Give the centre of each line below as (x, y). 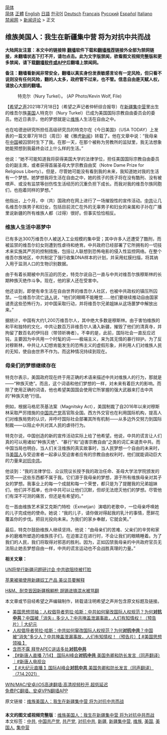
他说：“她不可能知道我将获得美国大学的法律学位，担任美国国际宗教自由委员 (83, 159)
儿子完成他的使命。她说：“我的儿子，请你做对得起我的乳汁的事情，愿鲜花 (84, 513)
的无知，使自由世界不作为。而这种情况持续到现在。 (57, 351)
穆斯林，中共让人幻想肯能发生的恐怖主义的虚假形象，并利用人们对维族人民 (85, 345)
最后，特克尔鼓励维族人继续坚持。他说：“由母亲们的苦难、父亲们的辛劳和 (80, 530)
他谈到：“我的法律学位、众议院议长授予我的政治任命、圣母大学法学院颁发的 (83, 471)
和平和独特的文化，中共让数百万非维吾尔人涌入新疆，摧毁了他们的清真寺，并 (83, 326)
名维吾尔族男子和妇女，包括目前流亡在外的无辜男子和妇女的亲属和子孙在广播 (83, 207)
